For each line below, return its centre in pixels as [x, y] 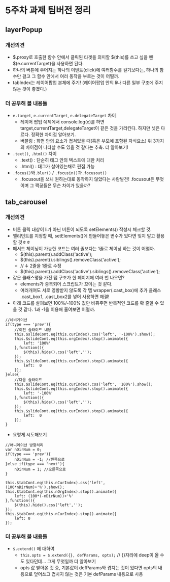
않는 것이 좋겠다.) [30, 89]
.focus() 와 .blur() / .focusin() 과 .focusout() [60, 173]
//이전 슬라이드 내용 [33, 330]
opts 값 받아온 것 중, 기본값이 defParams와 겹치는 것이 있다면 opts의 [89, 568]
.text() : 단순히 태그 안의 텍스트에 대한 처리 [62, 160]
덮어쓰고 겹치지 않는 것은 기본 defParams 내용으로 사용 [88, 574]
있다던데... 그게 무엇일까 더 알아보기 [61, 562]
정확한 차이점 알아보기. [54, 135]
